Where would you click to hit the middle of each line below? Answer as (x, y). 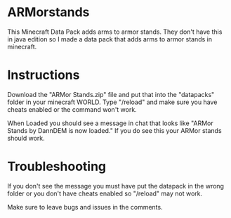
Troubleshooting (57, 167)
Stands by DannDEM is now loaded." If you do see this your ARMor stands (115, 130)
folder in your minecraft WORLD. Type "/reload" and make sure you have (112, 102)
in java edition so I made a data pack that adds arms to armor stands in (110, 39)
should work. (26, 138)
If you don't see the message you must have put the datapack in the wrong (116, 186)
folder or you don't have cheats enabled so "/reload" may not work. (105, 193)
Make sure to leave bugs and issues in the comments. (85, 207)
